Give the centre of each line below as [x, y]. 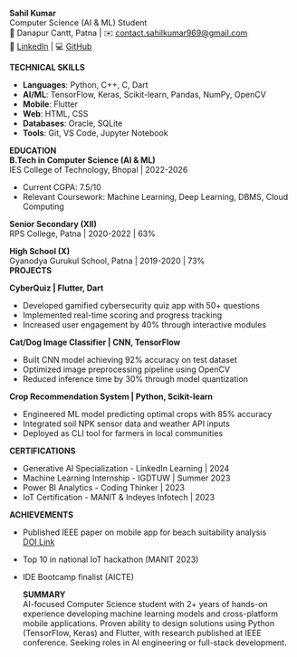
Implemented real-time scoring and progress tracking [122, 315]
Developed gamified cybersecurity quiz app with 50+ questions [141, 305]
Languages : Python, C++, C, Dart [85, 85]
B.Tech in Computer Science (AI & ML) [82, 160]
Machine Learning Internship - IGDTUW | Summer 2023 [126, 478]
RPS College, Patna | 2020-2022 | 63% [82, 233]
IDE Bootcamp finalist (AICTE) [78, 577]
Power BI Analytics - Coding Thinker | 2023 [104, 487]
